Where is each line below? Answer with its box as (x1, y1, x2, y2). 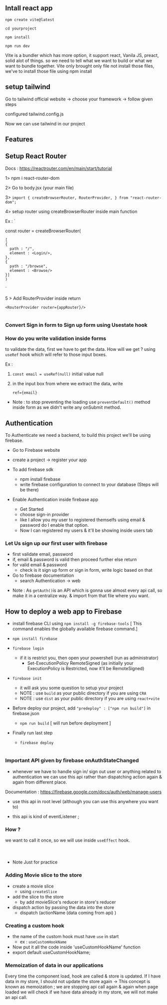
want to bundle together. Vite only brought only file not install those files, (5, 62, 155, 69)
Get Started (19, 506, 44, 512)
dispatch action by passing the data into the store (12, 904, 115, 910)
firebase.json (12, 711, 40, 717)
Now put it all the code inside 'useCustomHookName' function (12, 944, 141, 950)
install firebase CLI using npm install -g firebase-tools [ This (12, 621, 142, 627)
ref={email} (12, 390, 37, 395)
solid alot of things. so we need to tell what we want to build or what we (5, 57, 152, 63)
